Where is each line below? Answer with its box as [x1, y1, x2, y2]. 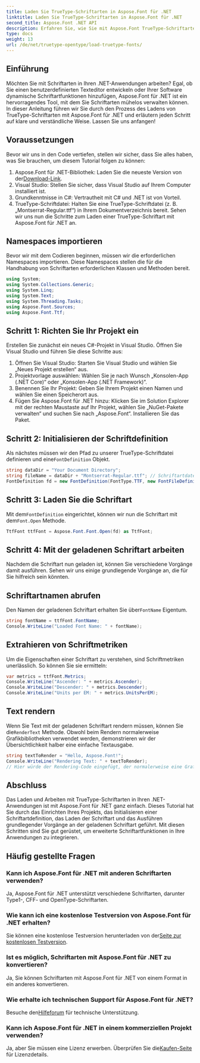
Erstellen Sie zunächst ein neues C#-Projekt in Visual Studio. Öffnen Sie [6, 341, 183, 349]
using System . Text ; [6, 293, 55, 299]
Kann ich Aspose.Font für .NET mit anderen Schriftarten [6, 869, 171, 877]
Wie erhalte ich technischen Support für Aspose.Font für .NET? [6, 995, 193, 1004]
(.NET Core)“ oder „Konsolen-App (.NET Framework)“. [14, 378, 147, 385]
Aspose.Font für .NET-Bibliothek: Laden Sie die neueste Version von [14, 168, 182, 175]
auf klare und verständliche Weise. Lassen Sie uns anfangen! [6, 117, 156, 125]
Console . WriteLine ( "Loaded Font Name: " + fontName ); [6, 623, 143, 629]
